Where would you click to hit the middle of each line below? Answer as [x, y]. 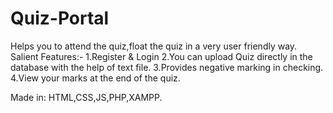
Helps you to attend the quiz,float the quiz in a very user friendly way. [154, 46]
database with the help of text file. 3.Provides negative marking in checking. [167, 67]
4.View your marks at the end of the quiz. [95, 78]
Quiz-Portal [60, 18]
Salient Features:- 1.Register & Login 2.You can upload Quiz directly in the [161, 56]
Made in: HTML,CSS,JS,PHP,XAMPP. [86, 97]
